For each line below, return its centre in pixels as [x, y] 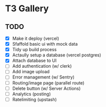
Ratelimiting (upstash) [35, 99]
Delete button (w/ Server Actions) [46, 88]
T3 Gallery [27, 9]
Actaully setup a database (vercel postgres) [57, 55]
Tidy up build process [34, 50]
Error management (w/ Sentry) [43, 77]
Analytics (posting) [31, 94]
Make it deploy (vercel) [35, 38]
